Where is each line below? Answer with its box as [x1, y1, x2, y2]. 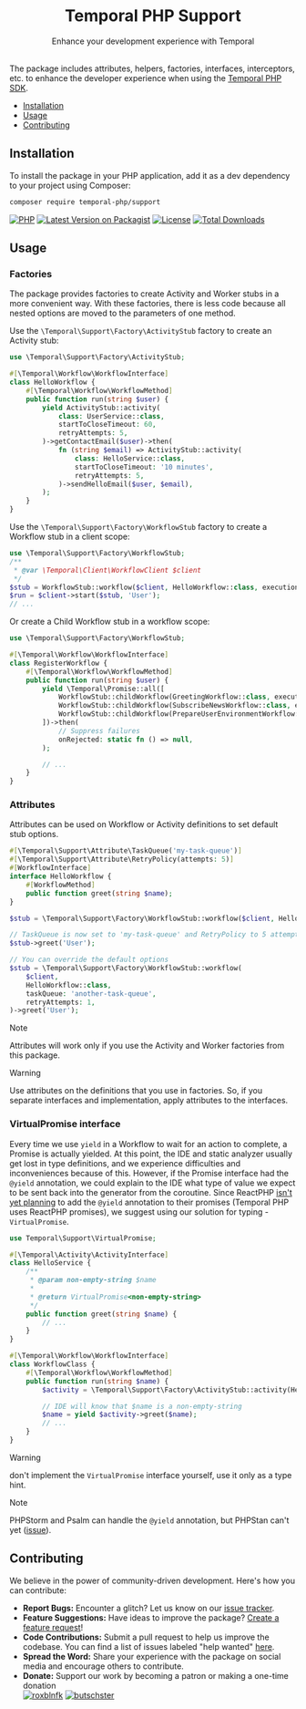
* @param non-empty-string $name [29, 1276, 157, 1285]
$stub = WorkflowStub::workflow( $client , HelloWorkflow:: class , [9, 583, 259, 592]
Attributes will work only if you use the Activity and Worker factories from [9, 1041, 285, 1051]
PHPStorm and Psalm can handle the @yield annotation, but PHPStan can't [9, 1515, 290, 1526]
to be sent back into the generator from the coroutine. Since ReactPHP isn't [9, 1186, 293, 1197]
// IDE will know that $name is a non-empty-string [42, 1402, 243, 1411]
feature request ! [22, 1621, 84, 1632]
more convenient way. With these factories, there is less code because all [9, 298, 286, 309]
